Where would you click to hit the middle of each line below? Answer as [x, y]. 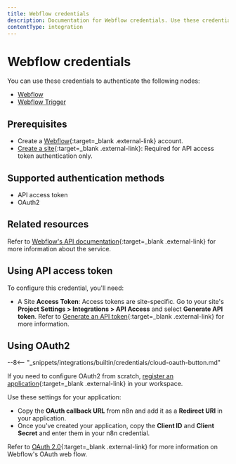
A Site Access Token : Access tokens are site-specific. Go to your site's [121, 301]
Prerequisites [37, 124]
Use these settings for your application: [64, 397]
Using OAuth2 [39, 346]
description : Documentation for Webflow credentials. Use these [103, 20]
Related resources [48, 224]
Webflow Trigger [42, 102]
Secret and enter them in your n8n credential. [84, 433]
